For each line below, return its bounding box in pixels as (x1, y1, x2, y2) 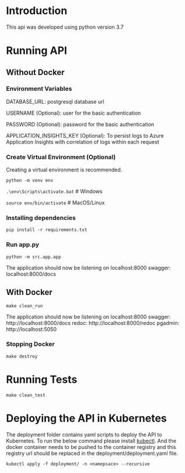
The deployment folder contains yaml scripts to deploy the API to (6, 431, 162, 438)
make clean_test (6, 392, 46, 398)
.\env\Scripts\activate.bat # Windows (6, 188, 103, 195)
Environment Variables (6, 85, 72, 93)
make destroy (6, 353, 38, 359)
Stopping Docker (6, 340, 55, 348)
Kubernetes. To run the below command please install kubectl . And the (6, 437, 177, 444)
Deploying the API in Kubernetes (6, 412, 167, 425)
